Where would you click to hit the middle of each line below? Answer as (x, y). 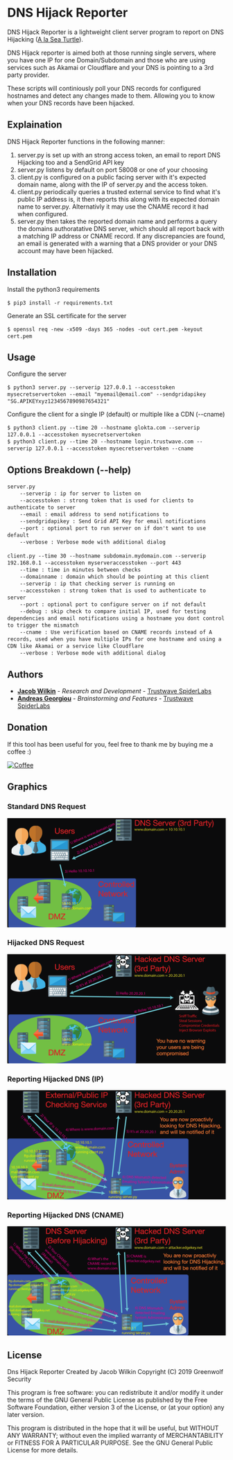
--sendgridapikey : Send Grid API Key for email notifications (113, 521)
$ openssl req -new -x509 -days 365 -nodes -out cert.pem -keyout (105, 329)
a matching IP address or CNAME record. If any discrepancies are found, (121, 236)
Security (19, 1379)
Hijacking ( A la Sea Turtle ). (45, 39)
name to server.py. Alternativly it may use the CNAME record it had (113, 207)
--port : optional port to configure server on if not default (113, 605)
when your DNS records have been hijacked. (71, 103)
